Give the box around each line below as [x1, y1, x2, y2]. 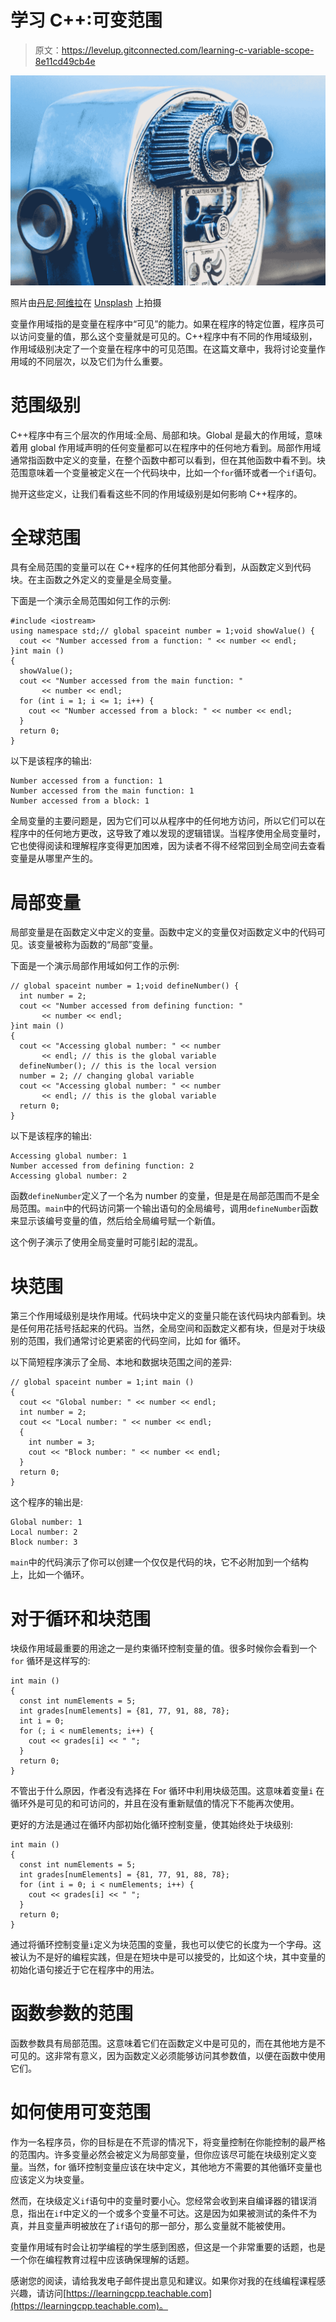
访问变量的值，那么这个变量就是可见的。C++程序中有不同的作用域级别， [18, 330, 318, 342]
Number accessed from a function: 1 [10, 776, 163, 786]
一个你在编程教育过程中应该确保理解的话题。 [10, 2254, 195, 2266]
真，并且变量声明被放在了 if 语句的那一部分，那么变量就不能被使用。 [10, 2220, 292, 2232]
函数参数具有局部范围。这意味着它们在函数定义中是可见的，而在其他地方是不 [10, 2037, 326, 2050]
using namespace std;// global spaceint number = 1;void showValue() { [10, 626, 315, 636]
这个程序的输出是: [10, 1496, 84, 1508]
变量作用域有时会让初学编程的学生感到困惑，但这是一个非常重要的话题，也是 [10, 2241, 326, 2253]
